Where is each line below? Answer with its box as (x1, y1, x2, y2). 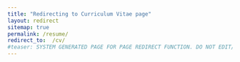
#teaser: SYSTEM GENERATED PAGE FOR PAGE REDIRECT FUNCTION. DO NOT (7, 43, 216, 51)
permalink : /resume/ (7, 30, 69, 38)
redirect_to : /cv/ (7, 37, 66, 44)
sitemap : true (7, 24, 50, 31)
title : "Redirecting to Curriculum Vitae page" (7, 10, 152, 18)
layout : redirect (7, 17, 59, 24)
